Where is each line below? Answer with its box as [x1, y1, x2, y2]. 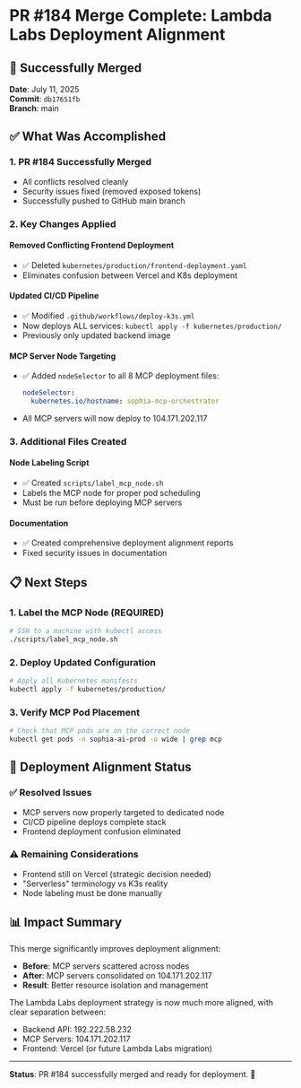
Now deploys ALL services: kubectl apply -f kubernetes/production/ [21, 320, 282, 332]
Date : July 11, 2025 [9, 84, 80, 94]
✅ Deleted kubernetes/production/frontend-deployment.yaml [21, 259, 247, 270]
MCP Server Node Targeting [9, 351, 116, 361]
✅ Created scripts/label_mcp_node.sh [21, 477, 164, 489]
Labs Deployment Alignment [9, 24, 226, 45]
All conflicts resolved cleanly [21, 176, 129, 187]
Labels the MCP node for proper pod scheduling [21, 488, 202, 499]
